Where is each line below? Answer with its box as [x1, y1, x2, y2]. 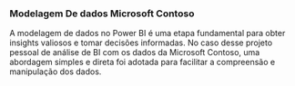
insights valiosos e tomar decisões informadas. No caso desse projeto [9, 37, 273, 48]
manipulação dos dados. [9, 66, 102, 77]
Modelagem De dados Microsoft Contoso [9, 7, 195, 20]
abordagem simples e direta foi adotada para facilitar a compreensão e [9, 57, 276, 68]
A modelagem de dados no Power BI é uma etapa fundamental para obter [9, 28, 286, 39]
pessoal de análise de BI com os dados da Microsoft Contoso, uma [9, 47, 260, 58]
